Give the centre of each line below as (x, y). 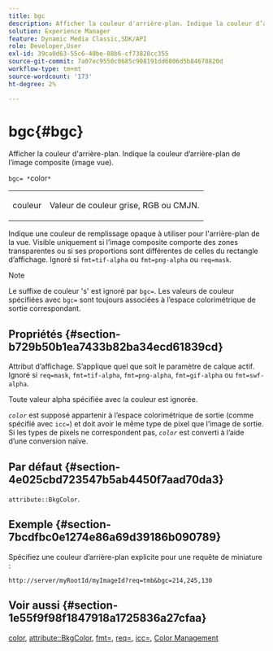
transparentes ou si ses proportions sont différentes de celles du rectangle (133, 251)
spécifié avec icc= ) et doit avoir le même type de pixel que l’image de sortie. (136, 424)
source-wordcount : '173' (50, 76)
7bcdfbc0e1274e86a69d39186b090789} (115, 537)
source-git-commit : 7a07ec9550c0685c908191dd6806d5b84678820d (116, 62)
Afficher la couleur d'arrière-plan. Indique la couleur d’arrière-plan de (125, 154)
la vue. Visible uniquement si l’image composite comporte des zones (123, 242)
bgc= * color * (30, 178)
